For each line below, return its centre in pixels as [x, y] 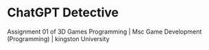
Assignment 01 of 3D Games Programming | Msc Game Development [104, 32]
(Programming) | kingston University [58, 38]
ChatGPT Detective [63, 13]
